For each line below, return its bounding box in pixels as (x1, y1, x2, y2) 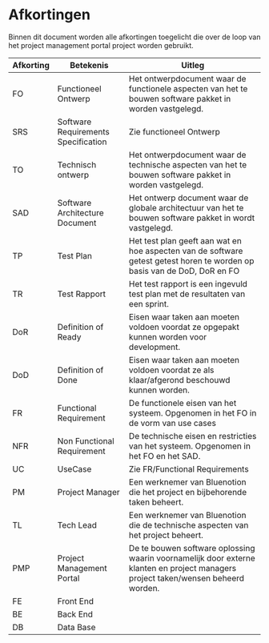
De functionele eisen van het (128, 397, 237, 408)
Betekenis (69, 59, 109, 70)
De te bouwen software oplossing (128, 542, 255, 553)
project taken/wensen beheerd (128, 573, 245, 584)
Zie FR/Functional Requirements (128, 463, 250, 474)
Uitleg (181, 59, 205, 70)
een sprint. (128, 298, 170, 309)
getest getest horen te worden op (128, 255, 255, 266)
